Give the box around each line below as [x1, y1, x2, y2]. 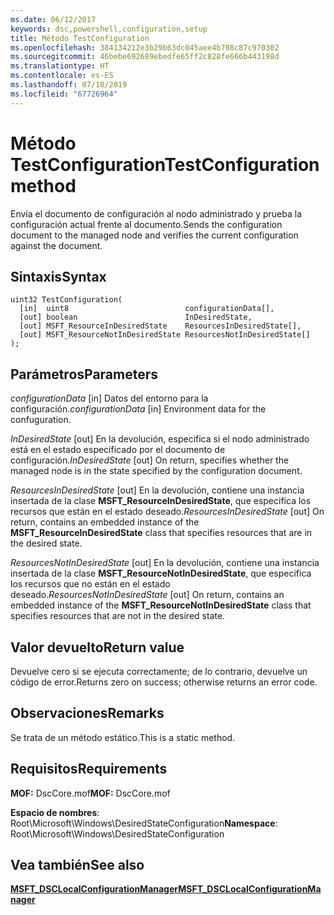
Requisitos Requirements [10, 761, 168, 778]
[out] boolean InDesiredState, [19, 312, 253, 323]
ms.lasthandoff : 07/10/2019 [10, 80, 128, 90]
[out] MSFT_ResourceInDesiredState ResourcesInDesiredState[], [19, 321, 302, 331]
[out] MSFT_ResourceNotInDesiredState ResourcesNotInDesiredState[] [19, 330, 311, 340]
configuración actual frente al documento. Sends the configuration [10, 218, 283, 230]
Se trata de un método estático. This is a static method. [10, 731, 236, 743]
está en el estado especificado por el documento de [10, 444, 226, 456]
